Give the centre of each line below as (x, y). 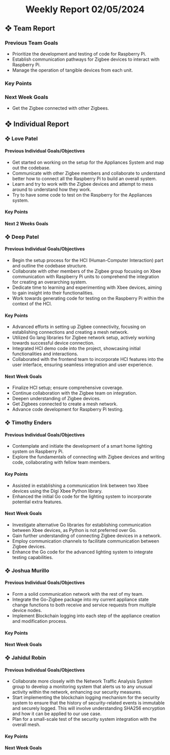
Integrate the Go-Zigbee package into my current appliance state (80, 599)
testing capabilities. (33, 557)
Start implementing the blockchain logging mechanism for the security (86, 697)
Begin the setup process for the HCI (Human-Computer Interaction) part (88, 260)
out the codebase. (31, 167)
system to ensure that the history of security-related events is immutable (88, 703)
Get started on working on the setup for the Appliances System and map (88, 162)
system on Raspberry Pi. (38, 452)
